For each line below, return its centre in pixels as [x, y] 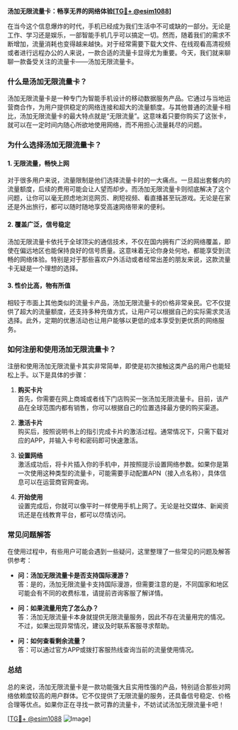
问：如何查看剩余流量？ [52, 641]
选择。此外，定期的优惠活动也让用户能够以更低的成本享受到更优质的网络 [113, 320]
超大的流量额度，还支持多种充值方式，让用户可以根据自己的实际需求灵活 [125, 312]
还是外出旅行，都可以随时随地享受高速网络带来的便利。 [88, 207]
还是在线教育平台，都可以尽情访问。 [76, 515]
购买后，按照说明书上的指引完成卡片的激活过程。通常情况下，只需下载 [120, 432]
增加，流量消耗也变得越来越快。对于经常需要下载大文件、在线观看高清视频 [122, 44]
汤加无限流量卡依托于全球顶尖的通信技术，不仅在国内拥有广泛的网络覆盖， [116, 241]
